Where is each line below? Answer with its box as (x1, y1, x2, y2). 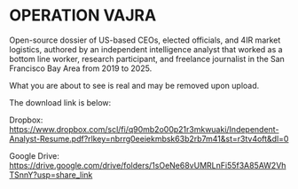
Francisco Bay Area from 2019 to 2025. (9, 63, 153, 74)
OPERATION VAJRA (9, 5, 157, 26)
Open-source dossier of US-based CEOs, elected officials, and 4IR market (9, 35, 281, 45)
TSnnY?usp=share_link (9, 169, 93, 180)
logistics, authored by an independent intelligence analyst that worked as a (9, 43, 283, 54)
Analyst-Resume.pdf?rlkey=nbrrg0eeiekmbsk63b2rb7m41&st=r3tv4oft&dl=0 (9, 133, 289, 144)
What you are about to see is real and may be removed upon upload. (9, 80, 260, 91)
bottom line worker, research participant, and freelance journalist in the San (9, 53, 286, 64)
